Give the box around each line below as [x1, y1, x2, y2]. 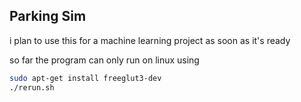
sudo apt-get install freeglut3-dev [9, 73, 162, 83]
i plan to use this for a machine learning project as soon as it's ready [9, 34, 291, 46]
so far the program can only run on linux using [9, 54, 200, 66]
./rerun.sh [9, 82, 55, 93]
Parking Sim [9, 8, 87, 25]
